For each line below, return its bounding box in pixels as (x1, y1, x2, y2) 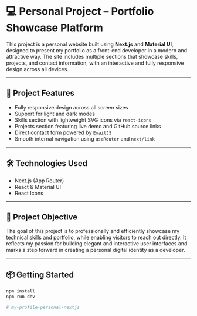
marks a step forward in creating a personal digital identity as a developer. (6, 247, 185, 254)
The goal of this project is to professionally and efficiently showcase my (6, 228, 180, 235)
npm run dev (6, 294, 35, 300)
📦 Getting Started (6, 270, 74, 280)
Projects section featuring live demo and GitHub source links (14, 122, 161, 129)
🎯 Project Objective (6, 212, 78, 222)
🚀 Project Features (6, 88, 75, 98)
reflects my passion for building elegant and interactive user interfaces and (6, 240, 188, 247)
